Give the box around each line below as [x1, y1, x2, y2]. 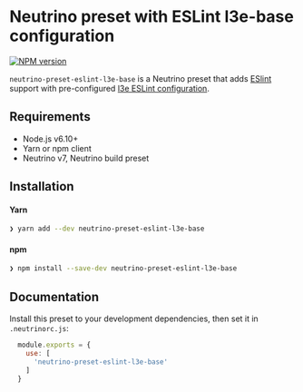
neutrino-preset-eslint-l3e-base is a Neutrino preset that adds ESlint [9, 73, 272, 83]
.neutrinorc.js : [9, 323, 70, 334]
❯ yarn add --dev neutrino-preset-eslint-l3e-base [9, 224, 205, 233]
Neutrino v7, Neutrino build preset [22, 152, 150, 163]
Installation [9, 179, 74, 194]
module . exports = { [17, 340, 92, 350]
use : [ [25, 348, 51, 358]
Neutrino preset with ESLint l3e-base [9, 6, 295, 27]
